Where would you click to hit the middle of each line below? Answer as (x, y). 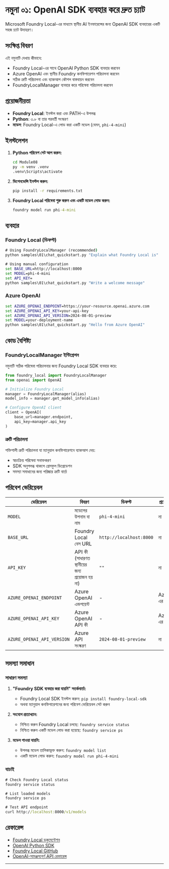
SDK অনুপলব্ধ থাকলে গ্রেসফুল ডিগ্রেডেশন (42, 466)
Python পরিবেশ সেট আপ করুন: (37, 153)
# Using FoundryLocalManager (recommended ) (52, 251)
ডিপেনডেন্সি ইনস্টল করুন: (30, 181)
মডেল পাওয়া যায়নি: (26, 740)
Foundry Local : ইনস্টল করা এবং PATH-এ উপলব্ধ (54, 113)
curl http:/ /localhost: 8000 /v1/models (46, 812)
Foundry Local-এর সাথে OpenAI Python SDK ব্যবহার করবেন (66, 68)
